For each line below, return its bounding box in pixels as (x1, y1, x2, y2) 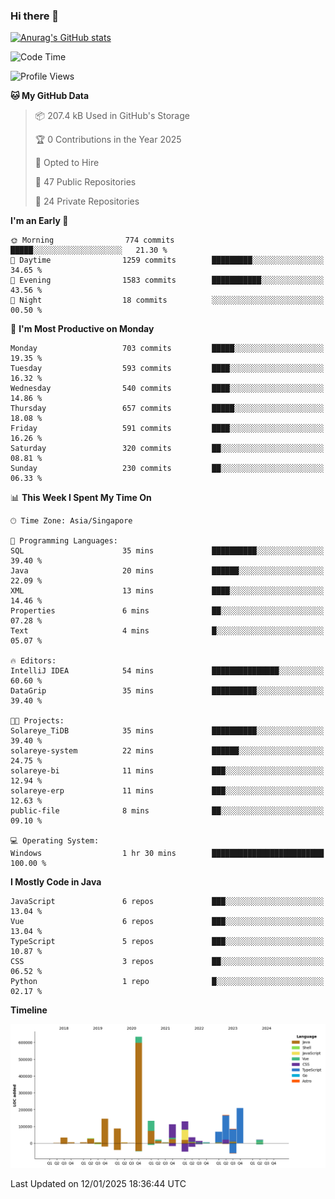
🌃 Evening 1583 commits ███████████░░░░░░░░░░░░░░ (10, 275, 325, 286)
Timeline (10, 1004, 48, 1016)
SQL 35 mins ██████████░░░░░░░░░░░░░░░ (10, 546, 325, 556)
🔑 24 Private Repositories (34, 195, 140, 208)
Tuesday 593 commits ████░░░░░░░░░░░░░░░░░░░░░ (10, 364, 325, 374)
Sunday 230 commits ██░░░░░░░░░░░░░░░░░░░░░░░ (10, 464, 325, 474)
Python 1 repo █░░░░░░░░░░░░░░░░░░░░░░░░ (10, 977, 325, 987)
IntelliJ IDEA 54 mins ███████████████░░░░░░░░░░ (10, 666, 325, 676)
